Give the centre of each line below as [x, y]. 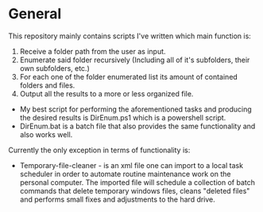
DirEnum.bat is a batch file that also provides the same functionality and [137, 126]
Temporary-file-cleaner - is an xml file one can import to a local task [131, 165]
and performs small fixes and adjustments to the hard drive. [118, 199]
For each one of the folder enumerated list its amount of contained [129, 77]
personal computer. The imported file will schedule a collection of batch [137, 182]
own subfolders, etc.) [54, 68]
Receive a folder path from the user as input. [93, 51]
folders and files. [47, 85]
